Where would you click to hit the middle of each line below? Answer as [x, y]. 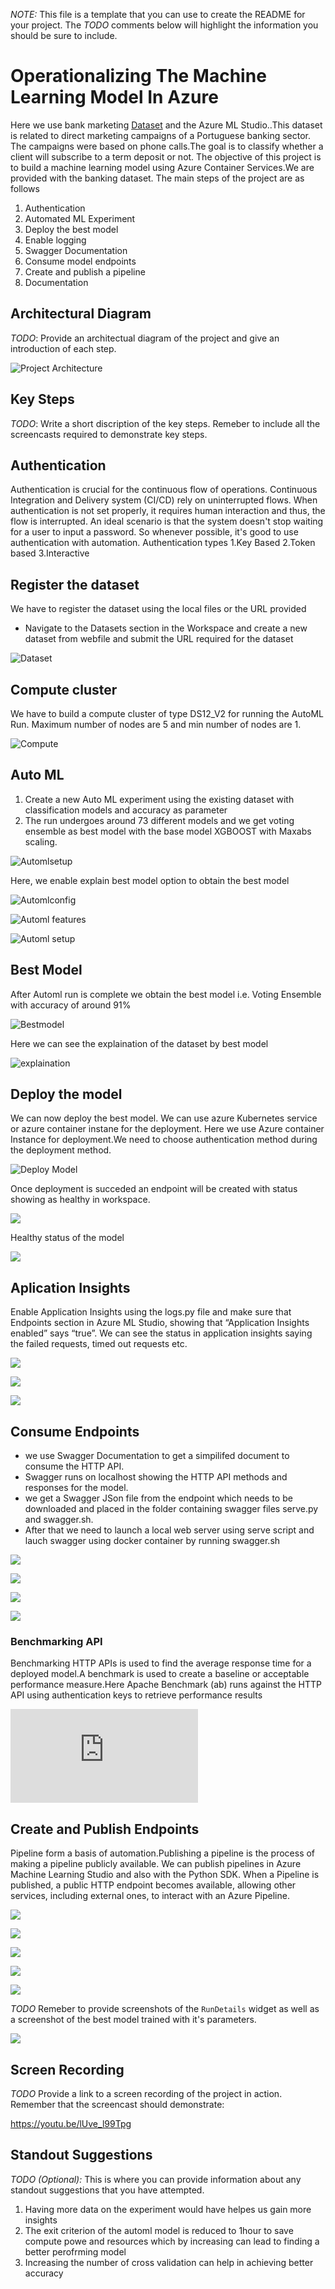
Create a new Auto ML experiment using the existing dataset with [159, 799]
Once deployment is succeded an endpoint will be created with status [154, 1189]
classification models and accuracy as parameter [126, 810]
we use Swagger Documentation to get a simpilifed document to [157, 1456]
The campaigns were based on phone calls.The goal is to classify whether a [167, 146]
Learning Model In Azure [114, 97]
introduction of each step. [63, 348]
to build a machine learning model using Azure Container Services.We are [162, 167]
